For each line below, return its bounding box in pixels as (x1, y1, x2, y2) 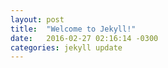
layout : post (10, 14, 65, 25)
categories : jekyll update (10, 42, 123, 53)
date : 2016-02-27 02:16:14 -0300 (10, 33, 159, 43)
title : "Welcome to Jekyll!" (10, 24, 137, 34)
